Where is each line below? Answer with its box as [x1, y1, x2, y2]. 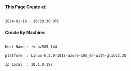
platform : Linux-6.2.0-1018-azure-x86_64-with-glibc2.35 [5, 53, 127, 58]
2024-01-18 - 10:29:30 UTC [5, 19, 59, 24]
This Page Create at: [5, 4, 47, 10]
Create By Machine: [5, 29, 46, 35]
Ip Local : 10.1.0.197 [5, 62, 53, 67]
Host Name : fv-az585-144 [5, 44, 57, 50]
